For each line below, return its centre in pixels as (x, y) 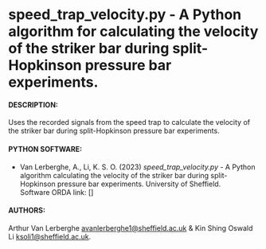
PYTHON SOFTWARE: (45, 149)
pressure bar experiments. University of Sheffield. (139, 184)
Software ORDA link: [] (57, 192)
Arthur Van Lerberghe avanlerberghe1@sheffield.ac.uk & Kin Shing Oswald (131, 228)
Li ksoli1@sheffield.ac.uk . (50, 236)
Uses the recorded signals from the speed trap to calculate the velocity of (129, 123)
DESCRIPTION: (33, 104)
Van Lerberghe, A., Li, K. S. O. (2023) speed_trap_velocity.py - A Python (137, 167)
